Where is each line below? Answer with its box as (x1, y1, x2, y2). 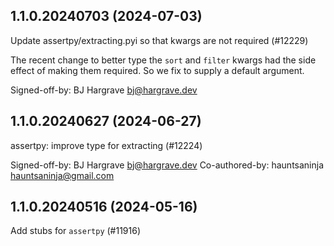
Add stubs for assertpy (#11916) (10, 225, 142, 237)
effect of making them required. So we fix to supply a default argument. (10, 64, 305, 76)
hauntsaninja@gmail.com (10, 169, 115, 181)
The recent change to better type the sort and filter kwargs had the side (10, 54, 317, 66)
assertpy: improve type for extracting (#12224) (10, 139, 203, 151)
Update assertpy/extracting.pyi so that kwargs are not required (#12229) (10, 34, 309, 46)
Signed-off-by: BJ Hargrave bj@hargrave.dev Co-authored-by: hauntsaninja (10, 159, 325, 171)
